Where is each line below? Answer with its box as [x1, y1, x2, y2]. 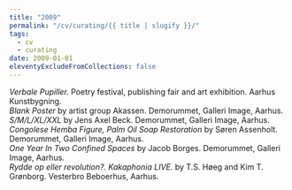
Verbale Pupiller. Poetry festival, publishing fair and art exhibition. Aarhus [9, 86, 276, 97]
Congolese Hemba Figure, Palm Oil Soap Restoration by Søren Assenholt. [9, 124, 279, 134]
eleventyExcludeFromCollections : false [9, 63, 157, 72]
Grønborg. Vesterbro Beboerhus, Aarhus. [9, 171, 159, 181]
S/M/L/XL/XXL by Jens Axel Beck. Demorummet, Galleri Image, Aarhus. [9, 114, 270, 125]
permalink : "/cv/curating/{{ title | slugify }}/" [9, 21, 200, 30]
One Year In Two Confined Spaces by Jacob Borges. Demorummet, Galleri [9, 142, 281, 153]
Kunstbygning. [9, 95, 62, 106]
